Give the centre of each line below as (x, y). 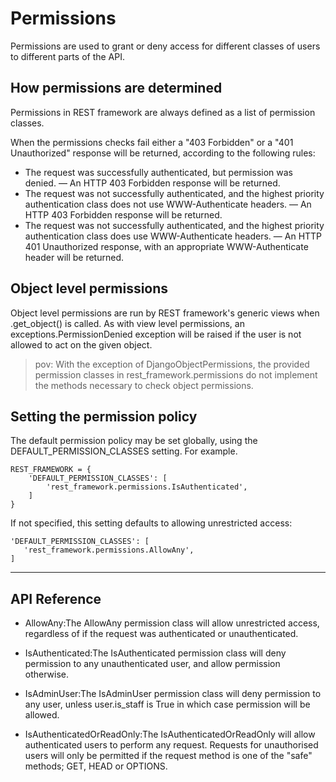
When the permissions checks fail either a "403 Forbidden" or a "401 (152, 142)
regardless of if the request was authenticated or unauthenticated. (161, 634)
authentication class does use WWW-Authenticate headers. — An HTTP (173, 236)
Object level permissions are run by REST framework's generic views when (165, 313)
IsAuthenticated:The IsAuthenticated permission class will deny (155, 653)
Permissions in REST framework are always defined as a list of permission (163, 112)
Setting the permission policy (104, 416)
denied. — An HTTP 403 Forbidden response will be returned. (152, 183)
